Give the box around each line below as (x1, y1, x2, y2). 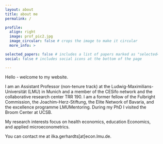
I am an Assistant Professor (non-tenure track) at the (5, 83, 111, 89)
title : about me (5, 12, 38, 17)
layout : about (5, 7, 34, 12)
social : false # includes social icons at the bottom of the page (5, 56, 142, 61)
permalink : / (5, 16, 32, 21)
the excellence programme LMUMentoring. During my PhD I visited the (5, 104, 147, 110)
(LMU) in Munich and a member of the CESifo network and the (27, 89, 153, 94)
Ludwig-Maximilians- (111, 83, 154, 89)
